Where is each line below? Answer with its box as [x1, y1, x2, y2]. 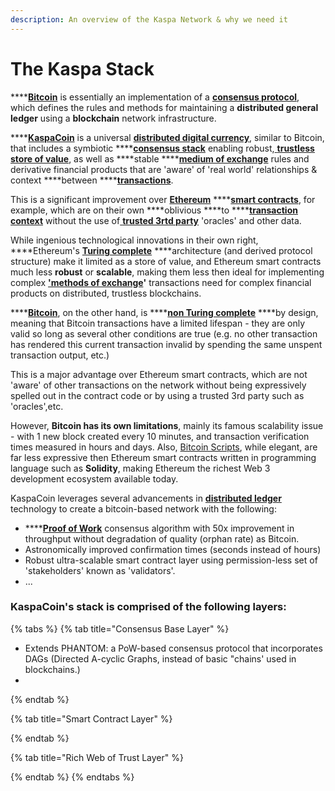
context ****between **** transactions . [10, 174, 174, 186]
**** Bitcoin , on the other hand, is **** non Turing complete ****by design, [10, 306, 319, 318]
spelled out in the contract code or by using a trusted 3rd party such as [10, 389, 305, 401]
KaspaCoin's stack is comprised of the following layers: [10, 600, 287, 614]
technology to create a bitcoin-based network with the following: [10, 502, 277, 515]
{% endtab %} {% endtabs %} [10, 771, 135, 783]
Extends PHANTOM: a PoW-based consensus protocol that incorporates [24, 642, 323, 654]
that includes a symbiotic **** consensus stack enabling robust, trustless [10, 142, 315, 154]
